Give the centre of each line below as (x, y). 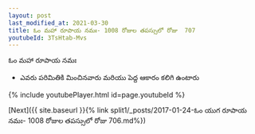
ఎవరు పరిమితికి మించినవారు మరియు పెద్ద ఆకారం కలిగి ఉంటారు (109, 78)
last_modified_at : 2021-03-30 (59, 23)
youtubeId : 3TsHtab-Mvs (48, 38)
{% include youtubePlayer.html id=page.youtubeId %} (97, 95)
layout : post (30, 15)
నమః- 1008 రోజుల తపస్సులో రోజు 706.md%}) (77, 121)
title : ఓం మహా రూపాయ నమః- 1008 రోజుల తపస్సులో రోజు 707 (102, 30)
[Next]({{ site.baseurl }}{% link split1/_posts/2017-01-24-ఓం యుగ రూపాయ (127, 110)
